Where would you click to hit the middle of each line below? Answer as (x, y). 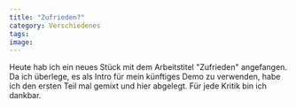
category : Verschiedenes (55, 26)
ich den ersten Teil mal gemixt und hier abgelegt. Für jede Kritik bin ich (138, 86)
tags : (19, 34)
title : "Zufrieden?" (47, 17)
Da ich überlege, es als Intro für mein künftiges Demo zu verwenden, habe (145, 77)
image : (21, 42)
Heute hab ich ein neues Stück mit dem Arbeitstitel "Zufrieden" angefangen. (148, 67)
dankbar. (25, 96)
